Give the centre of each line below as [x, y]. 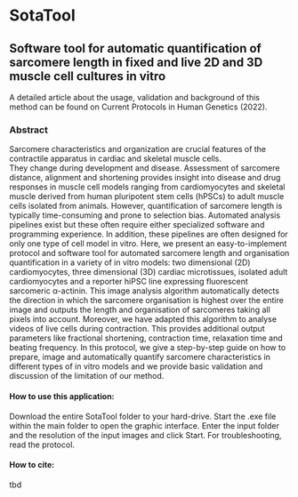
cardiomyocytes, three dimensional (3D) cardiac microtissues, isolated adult [149, 272]
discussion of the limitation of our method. [87, 376]
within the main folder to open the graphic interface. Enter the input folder [145, 425]
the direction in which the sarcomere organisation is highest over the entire [147, 301]
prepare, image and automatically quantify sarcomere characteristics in [140, 357]
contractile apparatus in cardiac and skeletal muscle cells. [116, 159]
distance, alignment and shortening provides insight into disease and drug [145, 178]
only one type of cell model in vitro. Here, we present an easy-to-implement [148, 244]
